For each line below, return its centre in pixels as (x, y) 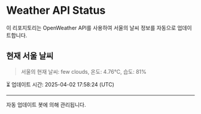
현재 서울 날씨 (30, 56)
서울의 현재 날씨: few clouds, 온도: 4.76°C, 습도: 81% (83, 71)
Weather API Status (56, 10)
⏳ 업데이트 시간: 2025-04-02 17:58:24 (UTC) (60, 84)
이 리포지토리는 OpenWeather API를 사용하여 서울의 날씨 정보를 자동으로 (91, 28)
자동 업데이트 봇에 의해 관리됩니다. (46, 104)
